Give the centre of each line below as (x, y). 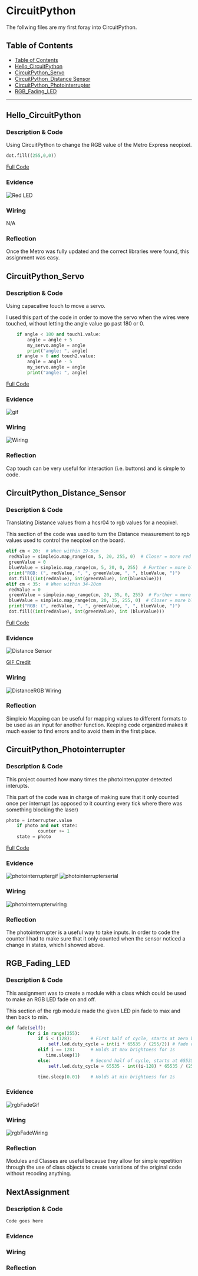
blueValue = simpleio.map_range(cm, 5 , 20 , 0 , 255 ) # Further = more (97, 568)
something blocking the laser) (42, 810)
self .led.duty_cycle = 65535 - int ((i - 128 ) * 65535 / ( (118, 1066)
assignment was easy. (33, 258)
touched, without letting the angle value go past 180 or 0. (75, 323)
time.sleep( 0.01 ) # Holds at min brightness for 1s (106, 1077)
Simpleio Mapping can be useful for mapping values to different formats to (97, 718)
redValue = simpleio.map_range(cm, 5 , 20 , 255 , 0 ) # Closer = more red (100, 557)
